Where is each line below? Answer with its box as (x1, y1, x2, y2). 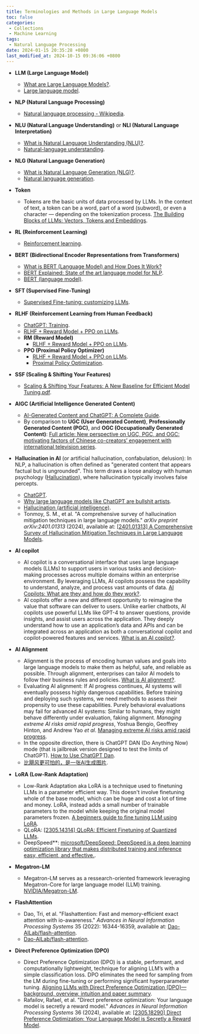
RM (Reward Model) (23, 334, 74, 341)
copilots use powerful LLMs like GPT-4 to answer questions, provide (23, 609, 191, 616)
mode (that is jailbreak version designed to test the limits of (23, 746, 168, 753)
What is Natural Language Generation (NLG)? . (23, 169, 136, 176)
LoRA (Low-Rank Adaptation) (14, 770, 89, 778)
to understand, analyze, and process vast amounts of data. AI (23, 583, 174, 591)
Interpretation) (14, 128, 52, 135)
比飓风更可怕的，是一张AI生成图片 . (23, 759, 108, 766)
